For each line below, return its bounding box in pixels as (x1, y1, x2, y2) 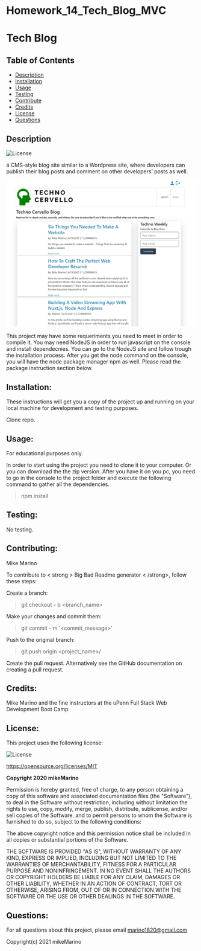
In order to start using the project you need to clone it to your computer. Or (6, 461, 191, 469)
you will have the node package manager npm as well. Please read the (6, 358, 181, 365)
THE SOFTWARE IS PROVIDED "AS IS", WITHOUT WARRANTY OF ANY (6, 848, 182, 855)
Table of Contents (6, 55, 75, 65)
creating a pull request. (6, 665, 64, 673)
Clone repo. (6, 416, 36, 423)
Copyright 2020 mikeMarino (6, 774, 79, 782)
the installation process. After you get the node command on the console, (6, 351, 188, 359)
